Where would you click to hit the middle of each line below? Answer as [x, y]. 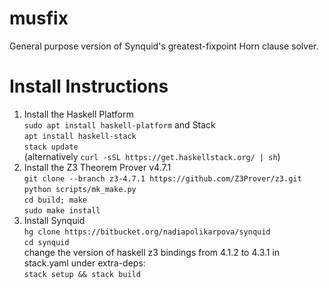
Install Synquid [54, 220]
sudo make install [62, 210]
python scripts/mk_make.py [80, 189]
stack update [51, 147]
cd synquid [46, 242]
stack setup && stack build [82, 274]
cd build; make [55, 200]
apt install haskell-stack [80, 136]
